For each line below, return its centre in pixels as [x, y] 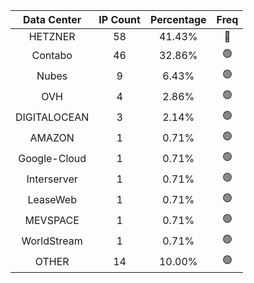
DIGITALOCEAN [52, 117]
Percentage [178, 19]
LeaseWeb [52, 199]
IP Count [119, 19]
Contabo [52, 55]
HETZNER [52, 36]
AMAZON [52, 137]
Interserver [52, 179]
